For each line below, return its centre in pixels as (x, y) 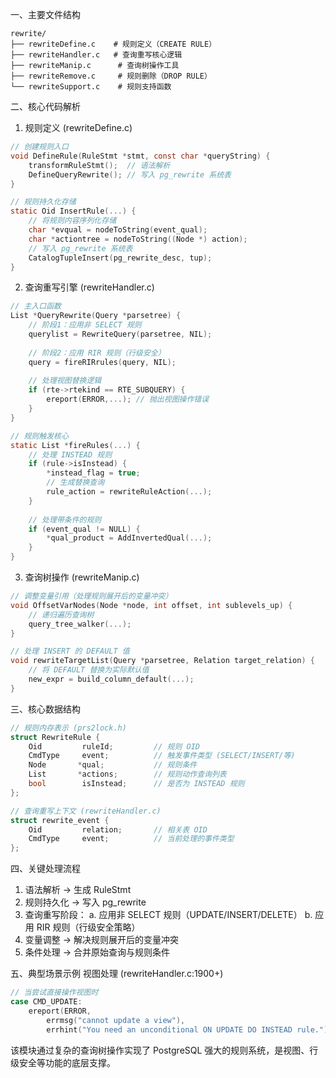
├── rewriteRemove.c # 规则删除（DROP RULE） (111, 76)
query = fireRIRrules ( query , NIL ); (102, 362)
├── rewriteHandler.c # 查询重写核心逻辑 (96, 55)
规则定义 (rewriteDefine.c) (78, 127)
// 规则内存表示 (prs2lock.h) (68, 728)
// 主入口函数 (36, 306)
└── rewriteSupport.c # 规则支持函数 (91, 87)
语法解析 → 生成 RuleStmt (78, 890)
